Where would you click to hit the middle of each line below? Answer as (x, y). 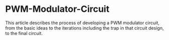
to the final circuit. (24, 33)
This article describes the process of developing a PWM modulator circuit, (82, 23)
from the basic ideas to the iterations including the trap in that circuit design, (84, 28)
